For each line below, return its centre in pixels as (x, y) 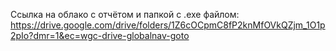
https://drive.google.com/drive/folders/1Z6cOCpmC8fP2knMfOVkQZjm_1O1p (168, 25)
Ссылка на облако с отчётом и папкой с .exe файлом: (125, 14)
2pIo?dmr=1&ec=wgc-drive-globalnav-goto (100, 35)
